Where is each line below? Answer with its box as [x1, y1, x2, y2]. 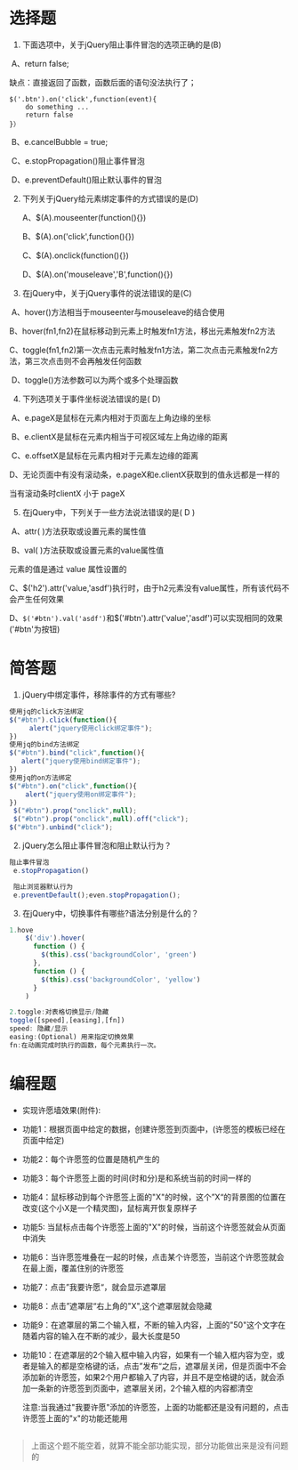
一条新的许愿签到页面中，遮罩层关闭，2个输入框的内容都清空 [29, 1383, 254, 1393]
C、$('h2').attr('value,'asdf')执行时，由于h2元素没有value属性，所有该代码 [9, 582, 282, 593]
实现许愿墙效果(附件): [21, 1104, 101, 1115]
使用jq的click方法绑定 [9, 707, 85, 716]
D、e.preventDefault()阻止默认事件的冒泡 [11, 174, 163, 185]
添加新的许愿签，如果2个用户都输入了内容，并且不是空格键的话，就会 [21, 1371, 278, 1382]
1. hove [9, 925, 34, 934]
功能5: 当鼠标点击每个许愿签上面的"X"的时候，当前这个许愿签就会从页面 [21, 1221, 286, 1232]
